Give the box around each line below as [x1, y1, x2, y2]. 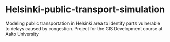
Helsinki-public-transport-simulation [5, 4, 165, 15]
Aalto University [5, 31, 39, 37]
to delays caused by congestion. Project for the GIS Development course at [5, 25, 163, 31]
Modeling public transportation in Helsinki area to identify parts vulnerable [5, 20, 161, 26]
